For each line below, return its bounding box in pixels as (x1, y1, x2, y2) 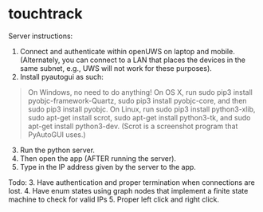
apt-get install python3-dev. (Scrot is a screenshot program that (27, 121, 238, 131)
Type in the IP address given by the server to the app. (19, 162, 197, 171)
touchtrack (8, 5, 83, 23)
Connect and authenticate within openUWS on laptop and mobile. (19, 46, 235, 56)
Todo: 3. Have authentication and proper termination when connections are (8, 177, 255, 187)
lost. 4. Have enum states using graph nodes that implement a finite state (8, 186, 249, 195)
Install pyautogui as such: (19, 72, 104, 81)
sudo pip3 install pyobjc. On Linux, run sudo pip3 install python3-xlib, (27, 104, 256, 114)
